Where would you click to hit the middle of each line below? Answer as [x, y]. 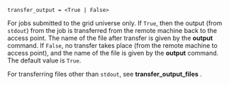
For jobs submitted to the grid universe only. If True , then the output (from [115, 23]
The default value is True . [44, 60]
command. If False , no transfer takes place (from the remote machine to [112, 45]
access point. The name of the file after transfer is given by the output [110, 38]
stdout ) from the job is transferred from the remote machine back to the [112, 31]
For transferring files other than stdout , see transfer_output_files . [105, 74]
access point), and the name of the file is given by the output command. [113, 53]
